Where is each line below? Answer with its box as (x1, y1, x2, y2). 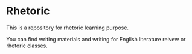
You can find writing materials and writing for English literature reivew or (6, 35, 186, 43)
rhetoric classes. (6, 42, 48, 49)
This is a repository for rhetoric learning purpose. (6, 24, 129, 31)
